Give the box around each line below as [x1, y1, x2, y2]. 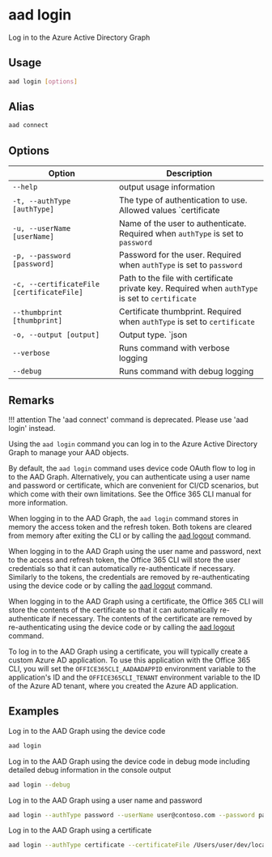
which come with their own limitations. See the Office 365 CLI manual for [8, 488, 253, 499]
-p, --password [12, 251, 71, 261]
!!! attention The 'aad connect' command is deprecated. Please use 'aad [8, 415, 249, 424]
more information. [8, 497, 68, 507]
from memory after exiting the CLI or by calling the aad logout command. [8, 531, 252, 540]
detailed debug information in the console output [8, 765, 172, 774]
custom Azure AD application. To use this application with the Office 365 [8, 654, 251, 665]
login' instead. [8, 423, 56, 433]
